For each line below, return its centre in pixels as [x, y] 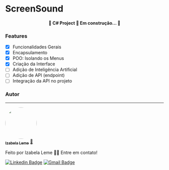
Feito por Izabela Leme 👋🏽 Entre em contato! [52, 152]
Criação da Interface [34, 64]
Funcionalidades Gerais [37, 47]
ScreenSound [34, 9]
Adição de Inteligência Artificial [45, 70]
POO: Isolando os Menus [38, 58]
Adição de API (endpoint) [38, 75]
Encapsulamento [30, 53]
